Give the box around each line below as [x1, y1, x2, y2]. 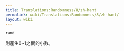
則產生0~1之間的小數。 [5, 40, 53, 46]
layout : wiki [5, 17, 33, 22]
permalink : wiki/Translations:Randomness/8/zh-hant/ [5, 12, 119, 17]
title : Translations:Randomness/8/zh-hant [5, 7, 97, 13]
